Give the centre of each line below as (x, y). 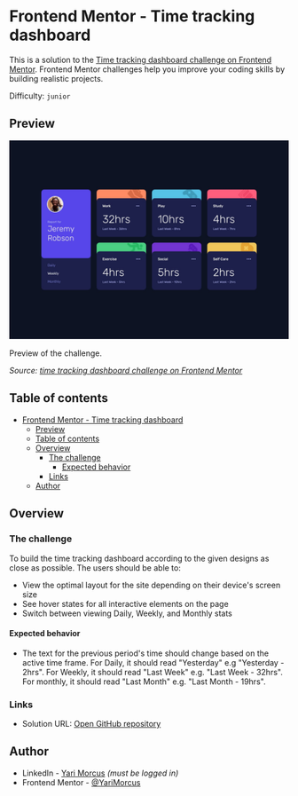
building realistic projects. (56, 78)
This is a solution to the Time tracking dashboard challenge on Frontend (141, 59)
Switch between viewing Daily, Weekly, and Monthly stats (127, 613)
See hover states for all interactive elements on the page (125, 603)
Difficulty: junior (40, 96)
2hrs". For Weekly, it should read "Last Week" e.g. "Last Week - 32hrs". (153, 672)
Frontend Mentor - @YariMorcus (81, 782)
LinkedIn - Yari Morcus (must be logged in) (100, 773)
